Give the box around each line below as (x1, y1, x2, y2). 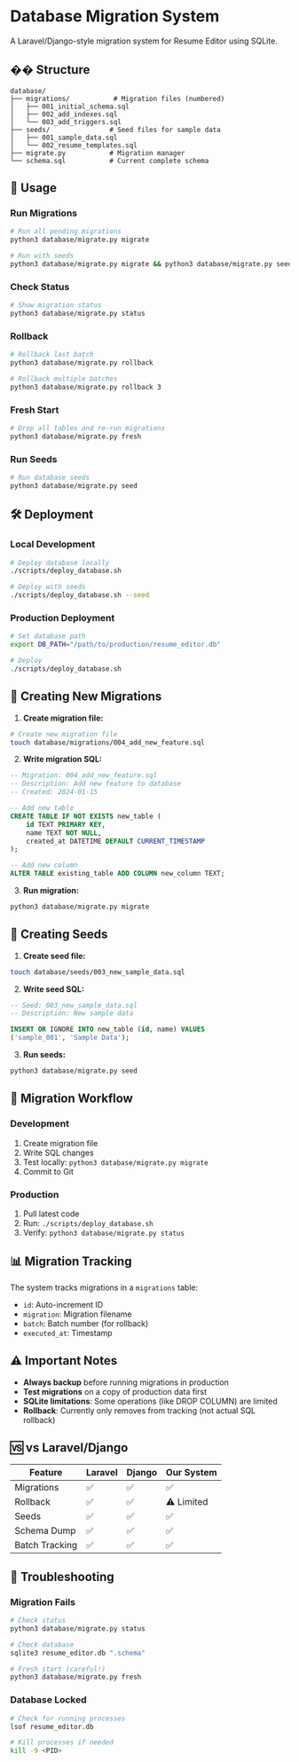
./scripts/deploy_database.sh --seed (10, 591, 150, 600)
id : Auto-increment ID (22, 1299, 104, 1310)
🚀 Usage (10, 180, 57, 196)
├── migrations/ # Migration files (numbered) (10, 94, 225, 103)
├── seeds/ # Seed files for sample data (10, 125, 221, 134)
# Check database (10, 1640, 75, 1649)
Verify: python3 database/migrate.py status (22, 1227, 185, 1238)
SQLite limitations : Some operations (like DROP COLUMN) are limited (22, 1396, 278, 1406)
